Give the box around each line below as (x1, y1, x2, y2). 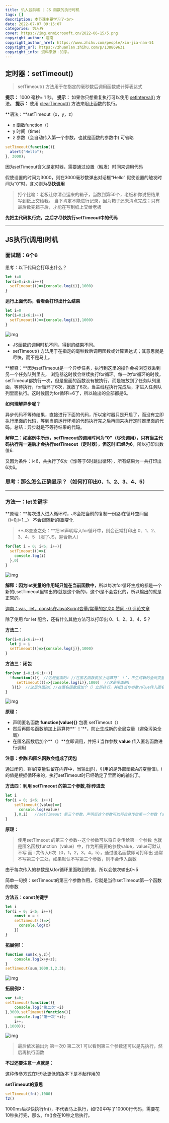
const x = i (14, 914, 39, 919)
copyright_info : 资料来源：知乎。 (5, 49, 71, 54)
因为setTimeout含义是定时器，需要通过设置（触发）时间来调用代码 (5, 164, 143, 170)
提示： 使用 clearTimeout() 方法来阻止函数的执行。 (15, 101, 120, 107)
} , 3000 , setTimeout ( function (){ (5, 1009, 71, 1014)
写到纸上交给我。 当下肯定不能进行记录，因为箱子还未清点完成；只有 (17, 197, 160, 204)
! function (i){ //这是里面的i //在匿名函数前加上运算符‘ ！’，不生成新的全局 (10, 675, 157, 680)
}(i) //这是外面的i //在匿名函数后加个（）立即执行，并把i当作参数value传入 (12, 685, 157, 690)
